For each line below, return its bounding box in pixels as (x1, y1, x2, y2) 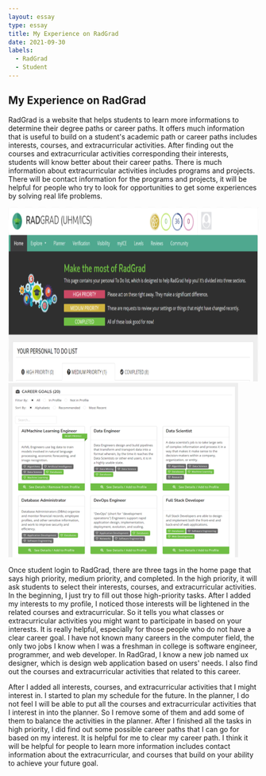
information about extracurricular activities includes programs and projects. (8, 166, 256, 175)
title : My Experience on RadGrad (8, 29, 119, 37)
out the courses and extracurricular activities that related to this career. (8, 666, 241, 676)
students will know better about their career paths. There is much (8, 157, 222, 167)
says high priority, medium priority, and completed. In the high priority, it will (8, 574, 258, 583)
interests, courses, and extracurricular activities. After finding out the (8, 140, 234, 150)
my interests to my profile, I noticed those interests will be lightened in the (8, 598, 250, 609)
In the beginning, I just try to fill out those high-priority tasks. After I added (8, 590, 252, 600)
